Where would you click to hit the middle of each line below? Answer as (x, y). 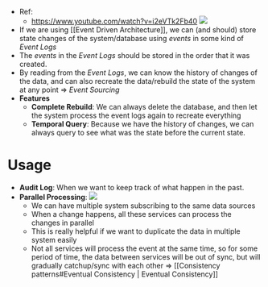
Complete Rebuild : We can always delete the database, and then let (144, 107)
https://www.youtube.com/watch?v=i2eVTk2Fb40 (114, 21)
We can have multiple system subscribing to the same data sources (143, 206)
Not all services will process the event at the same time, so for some (144, 248)
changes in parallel (62, 223)
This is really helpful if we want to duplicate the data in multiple (136, 231)
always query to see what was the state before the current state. (138, 133)
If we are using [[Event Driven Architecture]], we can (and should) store (138, 30)
